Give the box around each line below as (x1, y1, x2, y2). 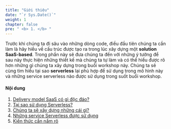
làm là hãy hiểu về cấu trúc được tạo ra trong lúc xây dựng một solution (5, 46, 157, 52)
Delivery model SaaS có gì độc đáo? (12, 96, 90, 102)
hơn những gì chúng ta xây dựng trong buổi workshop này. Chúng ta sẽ (5, 62, 157, 69)
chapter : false (5, 21, 38, 27)
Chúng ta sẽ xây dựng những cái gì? (12, 107, 89, 113)
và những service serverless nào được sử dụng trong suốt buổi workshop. (5, 73, 162, 79)
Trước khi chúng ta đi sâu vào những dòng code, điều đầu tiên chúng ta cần (5, 40, 166, 47)
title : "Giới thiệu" (5, 7, 50, 13)
